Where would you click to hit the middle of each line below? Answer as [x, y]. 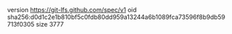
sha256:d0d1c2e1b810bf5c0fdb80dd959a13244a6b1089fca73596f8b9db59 [116, 17]
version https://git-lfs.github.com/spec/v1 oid [72, 10]
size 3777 [50, 24]
